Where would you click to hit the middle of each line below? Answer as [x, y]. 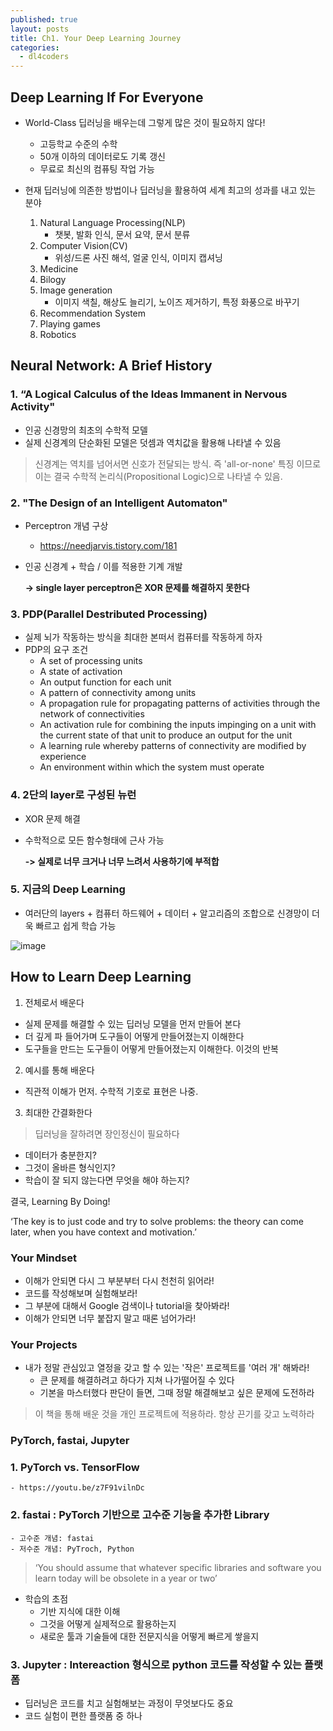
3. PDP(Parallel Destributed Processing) [109, 614]
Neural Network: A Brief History [111, 366]
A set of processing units [91, 661]
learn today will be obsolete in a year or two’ [126, 1578]
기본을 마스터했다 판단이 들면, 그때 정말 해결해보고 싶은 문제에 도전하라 [177, 1393]
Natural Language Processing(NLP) [112, 222]
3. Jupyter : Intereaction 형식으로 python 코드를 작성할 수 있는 [156, 1664]
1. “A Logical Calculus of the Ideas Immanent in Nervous [149, 394]
